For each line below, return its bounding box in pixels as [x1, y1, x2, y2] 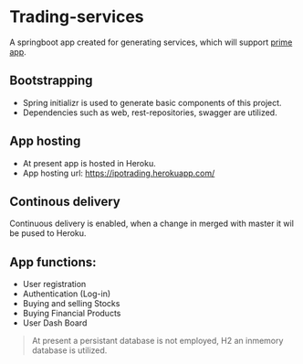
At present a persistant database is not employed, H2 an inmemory [31, 336, 284, 347]
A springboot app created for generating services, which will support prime [9, 37, 293, 48]
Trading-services [9, 6, 144, 27]
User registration [22, 279, 87, 290]
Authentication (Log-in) [22, 288, 111, 299]
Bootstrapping [9, 73, 93, 89]
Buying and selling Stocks [22, 298, 120, 309]
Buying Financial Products [22, 308, 121, 319]
